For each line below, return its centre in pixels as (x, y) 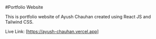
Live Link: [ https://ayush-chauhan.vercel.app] (52, 31)
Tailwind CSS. (19, 22)
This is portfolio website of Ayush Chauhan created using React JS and (78, 17)
